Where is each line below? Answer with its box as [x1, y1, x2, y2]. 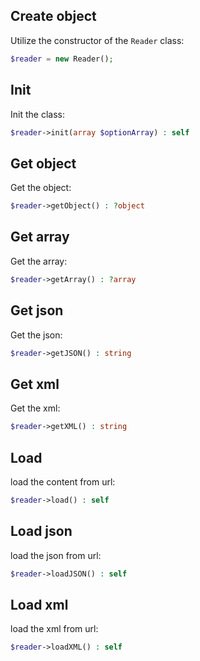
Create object [10, 8, 97, 25]
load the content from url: [10, 475, 116, 488]
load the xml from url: [10, 623, 99, 635]
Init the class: [10, 108, 65, 120]
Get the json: [10, 329, 63, 341]
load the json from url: [10, 549, 102, 561]
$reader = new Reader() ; [10, 54, 114, 64]
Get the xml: [10, 402, 61, 414]
